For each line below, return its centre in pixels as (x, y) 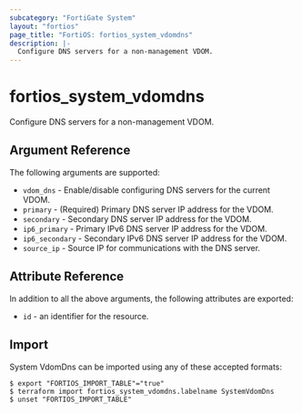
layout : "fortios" (44, 26)
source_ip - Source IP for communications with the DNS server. (141, 247)
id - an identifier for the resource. (86, 316)
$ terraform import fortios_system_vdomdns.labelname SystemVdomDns (142, 391)
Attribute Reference (67, 277)
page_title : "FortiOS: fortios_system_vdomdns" (101, 35)
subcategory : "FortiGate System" (73, 18)
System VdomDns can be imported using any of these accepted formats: (146, 367)
